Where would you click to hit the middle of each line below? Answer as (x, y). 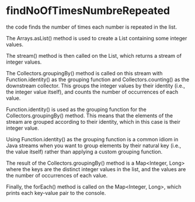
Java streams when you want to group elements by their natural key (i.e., (94, 145)
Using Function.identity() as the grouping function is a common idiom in (92, 139)
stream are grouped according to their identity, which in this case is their (93, 121)
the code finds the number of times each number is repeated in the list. (91, 27)
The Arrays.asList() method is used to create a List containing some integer (97, 38)
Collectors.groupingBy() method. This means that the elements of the (90, 116)
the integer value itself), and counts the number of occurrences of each (92, 92)
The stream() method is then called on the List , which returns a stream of (94, 55)
